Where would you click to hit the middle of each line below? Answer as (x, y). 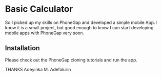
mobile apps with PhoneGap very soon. (45, 33)
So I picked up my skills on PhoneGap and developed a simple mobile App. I (81, 22)
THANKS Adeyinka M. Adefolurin (38, 69)
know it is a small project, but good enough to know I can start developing (79, 27)
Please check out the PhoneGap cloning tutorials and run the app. (71, 60)
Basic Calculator (39, 9)
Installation (22, 48)
